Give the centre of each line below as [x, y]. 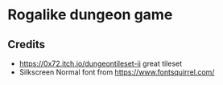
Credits [27, 45]
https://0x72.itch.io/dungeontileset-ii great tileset [101, 63]
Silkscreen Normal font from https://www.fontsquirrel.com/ [117, 72]
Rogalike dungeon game [90, 15]
